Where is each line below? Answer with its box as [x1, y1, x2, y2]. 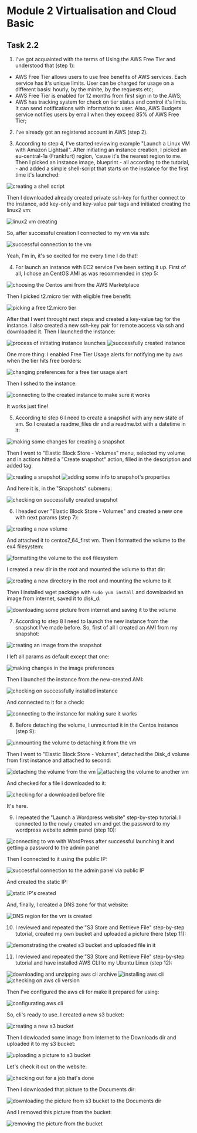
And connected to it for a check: [6, 699, 84, 705]
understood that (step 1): [15, 62, 75, 69]
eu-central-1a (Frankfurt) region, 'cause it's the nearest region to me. [15, 153, 182, 160]
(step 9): [15, 728, 36, 734]
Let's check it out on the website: [6, 1063, 87, 1070]
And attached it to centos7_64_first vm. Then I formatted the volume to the [6, 537, 186, 544]
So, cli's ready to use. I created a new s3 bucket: [6, 1011, 125, 1018]
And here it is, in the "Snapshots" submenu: [6, 485, 113, 492]
